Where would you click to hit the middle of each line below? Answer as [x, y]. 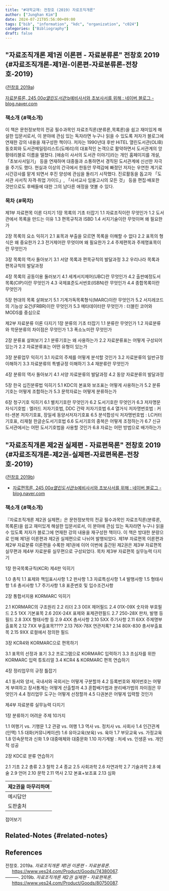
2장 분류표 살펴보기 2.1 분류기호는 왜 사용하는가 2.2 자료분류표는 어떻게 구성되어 [84, 340]
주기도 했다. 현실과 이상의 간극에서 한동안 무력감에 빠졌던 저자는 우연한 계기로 [87, 168]
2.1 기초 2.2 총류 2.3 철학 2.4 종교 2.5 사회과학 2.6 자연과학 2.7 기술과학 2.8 [80, 767]
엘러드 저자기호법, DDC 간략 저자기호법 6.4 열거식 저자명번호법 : [93, 409]
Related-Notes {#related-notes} [57, 835]
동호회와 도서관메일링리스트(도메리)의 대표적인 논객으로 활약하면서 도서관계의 [81, 149]
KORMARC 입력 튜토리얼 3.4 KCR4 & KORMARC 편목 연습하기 [68, 660]
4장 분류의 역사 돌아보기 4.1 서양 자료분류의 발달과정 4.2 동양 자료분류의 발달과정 [84, 374]
